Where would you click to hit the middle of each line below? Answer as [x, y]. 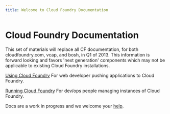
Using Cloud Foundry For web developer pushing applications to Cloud [80, 75]
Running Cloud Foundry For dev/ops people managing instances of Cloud [82, 91]
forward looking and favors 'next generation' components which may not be [85, 60]
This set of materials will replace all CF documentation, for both [72, 49]
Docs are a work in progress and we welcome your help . [65, 106]
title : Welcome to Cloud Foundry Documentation [57, 10]
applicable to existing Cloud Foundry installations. [58, 65]
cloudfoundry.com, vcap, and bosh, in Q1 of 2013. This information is [78, 54]
